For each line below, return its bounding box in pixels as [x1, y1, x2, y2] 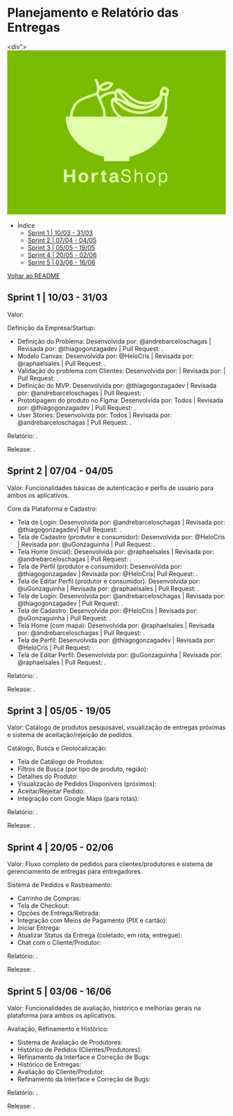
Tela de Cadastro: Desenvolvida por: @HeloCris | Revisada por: [17, 606, 198, 615]
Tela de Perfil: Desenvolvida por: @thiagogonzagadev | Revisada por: [17, 636, 216, 644]
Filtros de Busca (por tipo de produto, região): [17, 765, 148, 773]
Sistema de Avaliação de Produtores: [17, 1038, 123, 1046]
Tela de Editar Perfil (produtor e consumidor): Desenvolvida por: [17, 577, 200, 585]
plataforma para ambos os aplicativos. [7, 1011, 116, 1020]
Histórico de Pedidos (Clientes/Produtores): [17, 1045, 142, 1054]
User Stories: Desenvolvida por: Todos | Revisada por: [17, 411, 172, 419]
